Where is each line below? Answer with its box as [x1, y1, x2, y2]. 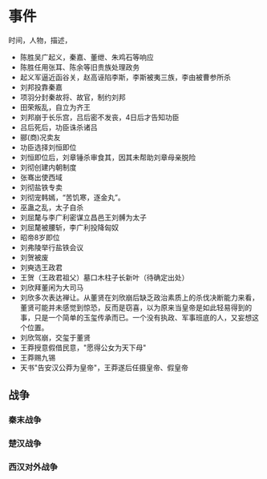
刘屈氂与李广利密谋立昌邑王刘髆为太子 [19, 212, 147, 222]
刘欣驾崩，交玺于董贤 [19, 332, 91, 342]
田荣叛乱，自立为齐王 [19, 102, 91, 112]
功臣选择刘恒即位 [19, 142, 77, 152]
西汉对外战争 [8, 461, 59, 473]
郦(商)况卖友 [19, 132, 62, 142]
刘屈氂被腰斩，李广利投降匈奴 [19, 222, 119, 232]
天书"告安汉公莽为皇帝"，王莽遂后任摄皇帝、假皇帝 [19, 362, 188, 372]
